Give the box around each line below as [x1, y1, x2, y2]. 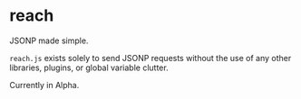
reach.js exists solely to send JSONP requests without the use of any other [9, 52, 292, 63]
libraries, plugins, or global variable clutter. [9, 62, 170, 73]
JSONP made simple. [9, 35, 89, 46]
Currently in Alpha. [9, 79, 80, 90]
